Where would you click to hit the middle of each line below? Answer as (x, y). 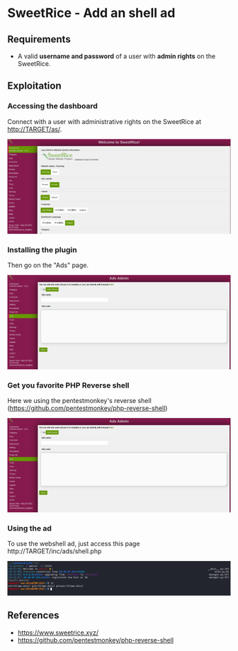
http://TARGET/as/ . (35, 129)
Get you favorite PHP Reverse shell (68, 385)
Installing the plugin (42, 249)
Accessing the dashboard (52, 106)
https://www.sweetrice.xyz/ (58, 633)
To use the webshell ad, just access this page (74, 544)
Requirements (39, 39)
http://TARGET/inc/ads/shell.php (55, 551)
